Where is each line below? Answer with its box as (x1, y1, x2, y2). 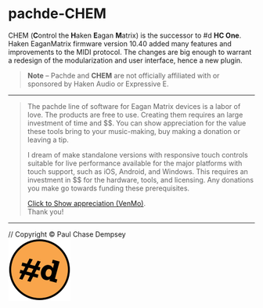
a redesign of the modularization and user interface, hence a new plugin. (8, 56, 243, 65)
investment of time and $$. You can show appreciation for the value (27, 118, 247, 128)
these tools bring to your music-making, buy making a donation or (27, 126, 241, 136)
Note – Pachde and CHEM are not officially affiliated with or (27, 71, 220, 80)
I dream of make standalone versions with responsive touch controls (27, 150, 248, 159)
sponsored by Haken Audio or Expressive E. (27, 79, 170, 89)
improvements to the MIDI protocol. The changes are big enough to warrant (8, 47, 252, 56)
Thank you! (27, 207, 64, 216)
